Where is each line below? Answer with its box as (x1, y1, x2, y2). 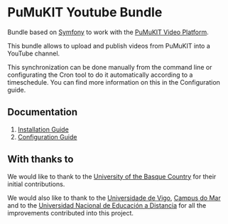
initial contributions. (7, 179, 65, 188)
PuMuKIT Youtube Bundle (7, 4, 163, 21)
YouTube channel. (7, 49, 60, 58)
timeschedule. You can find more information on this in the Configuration (7, 78, 220, 86)
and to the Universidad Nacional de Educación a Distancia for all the (7, 201, 207, 210)
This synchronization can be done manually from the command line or (7, 63, 212, 71)
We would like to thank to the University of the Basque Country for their (7, 172, 217, 181)
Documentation (7, 106, 78, 118)
